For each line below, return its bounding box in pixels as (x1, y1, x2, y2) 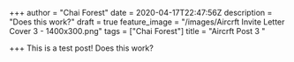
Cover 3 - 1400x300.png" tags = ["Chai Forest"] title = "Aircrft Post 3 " (9, 26, 266, 36)
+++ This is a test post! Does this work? (9, 43, 155, 53)
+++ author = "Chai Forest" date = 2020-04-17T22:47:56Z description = (9, 8, 273, 17)
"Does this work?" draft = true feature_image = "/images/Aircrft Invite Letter (9, 17, 285, 27)
